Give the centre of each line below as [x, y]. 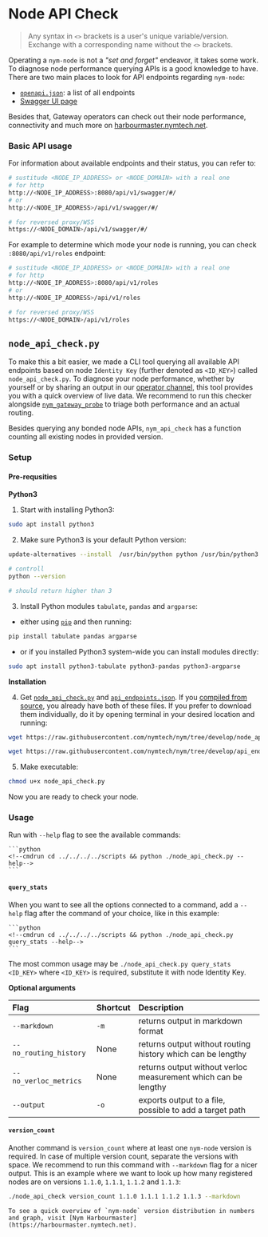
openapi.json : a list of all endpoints [77, 92]
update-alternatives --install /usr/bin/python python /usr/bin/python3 [134, 554]
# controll [26, 569]
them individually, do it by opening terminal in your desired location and [137, 714]
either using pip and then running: [76, 622]
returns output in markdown [191, 1021]
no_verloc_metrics [47, 1081]
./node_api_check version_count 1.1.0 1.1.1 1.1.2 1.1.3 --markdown [124, 1196]
